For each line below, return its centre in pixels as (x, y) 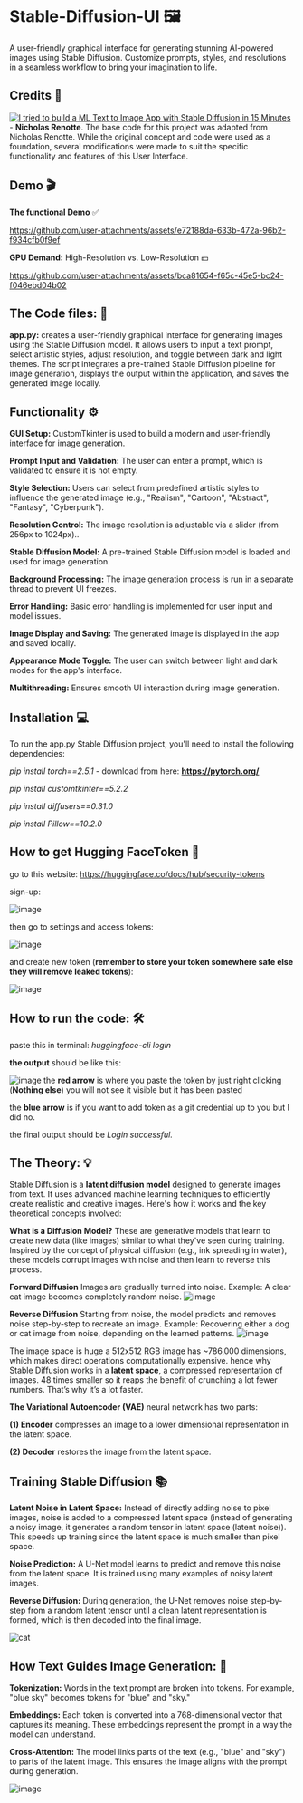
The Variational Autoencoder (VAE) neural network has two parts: (134, 1407)
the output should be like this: (66, 1062)
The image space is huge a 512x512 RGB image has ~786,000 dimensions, (148, 1351)
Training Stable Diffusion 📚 (89, 1481)
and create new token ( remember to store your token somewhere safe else (151, 961)
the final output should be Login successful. (91, 1134)
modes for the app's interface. (66, 670)
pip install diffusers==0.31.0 (62, 806)
